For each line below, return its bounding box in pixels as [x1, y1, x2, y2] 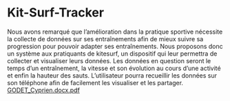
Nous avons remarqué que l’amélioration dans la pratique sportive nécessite [7, 27, 223, 36]
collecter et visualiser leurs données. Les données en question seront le [7, 56, 211, 65]
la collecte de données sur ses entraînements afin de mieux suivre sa [7, 34, 204, 43]
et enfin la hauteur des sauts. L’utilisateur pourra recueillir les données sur [7, 71, 218, 80]
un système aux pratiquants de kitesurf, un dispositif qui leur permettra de [7, 49, 218, 58]
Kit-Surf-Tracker [7, 5, 105, 21]
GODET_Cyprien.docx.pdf [7, 86, 81, 94]
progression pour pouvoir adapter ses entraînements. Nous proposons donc [7, 42, 224, 50]
